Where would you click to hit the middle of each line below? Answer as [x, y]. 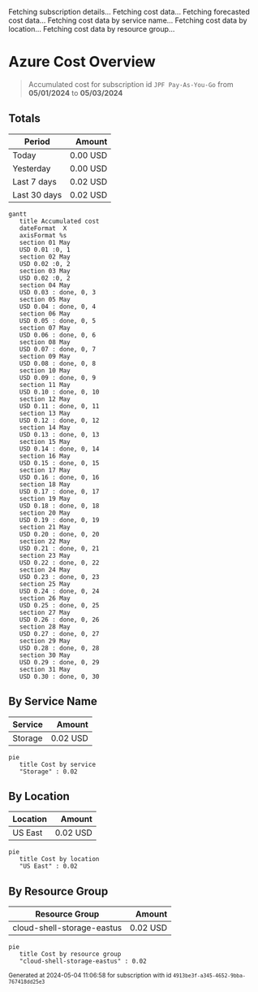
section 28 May [45, 627]
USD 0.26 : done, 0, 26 [59, 620]
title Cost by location [59, 859]
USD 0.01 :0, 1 [45, 250]
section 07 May [45, 328]
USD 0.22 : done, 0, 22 [59, 563]
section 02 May [45, 257]
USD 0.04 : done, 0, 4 [57, 307]
